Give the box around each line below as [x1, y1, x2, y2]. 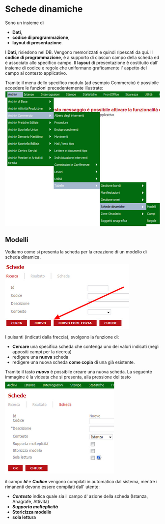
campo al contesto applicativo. [5, 70, 67, 76]
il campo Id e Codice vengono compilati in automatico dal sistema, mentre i [5, 478, 158, 484]
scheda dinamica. [5, 254, 41, 260]
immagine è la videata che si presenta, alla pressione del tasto [5, 374, 131, 380]
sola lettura [12, 514, 36, 520]
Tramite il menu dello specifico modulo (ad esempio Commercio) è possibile [5, 80, 159, 86]
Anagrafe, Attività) [12, 498, 50, 504]
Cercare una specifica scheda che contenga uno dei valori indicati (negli [12, 343, 160, 349]
